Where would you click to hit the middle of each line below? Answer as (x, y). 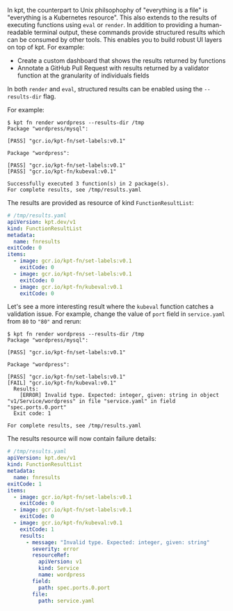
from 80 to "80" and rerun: (45, 322)
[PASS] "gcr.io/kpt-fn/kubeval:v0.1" (62, 172)
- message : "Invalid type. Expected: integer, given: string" (118, 542)
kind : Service (58, 568)
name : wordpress (62, 575)
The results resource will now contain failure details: (82, 439)
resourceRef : (51, 555)
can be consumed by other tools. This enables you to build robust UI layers (115, 40)
